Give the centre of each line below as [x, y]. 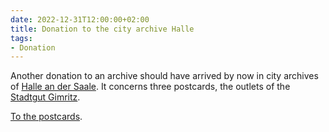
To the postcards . [46, 117]
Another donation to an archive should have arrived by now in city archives [164, 76]
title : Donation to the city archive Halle [102, 29]
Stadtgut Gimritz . [45, 97]
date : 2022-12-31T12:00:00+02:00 [80, 19]
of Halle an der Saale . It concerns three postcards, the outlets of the [150, 87]
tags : [21, 38]
